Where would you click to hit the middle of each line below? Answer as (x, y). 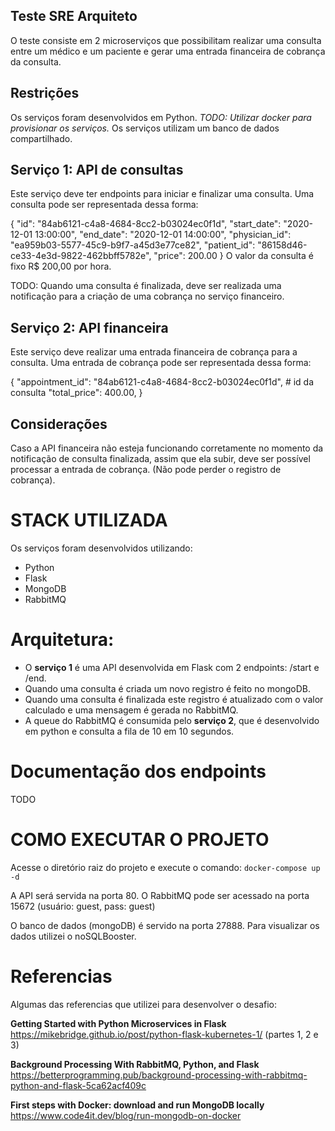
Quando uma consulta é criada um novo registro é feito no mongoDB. (167, 688)
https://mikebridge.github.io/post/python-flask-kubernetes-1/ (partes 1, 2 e (164, 1034)
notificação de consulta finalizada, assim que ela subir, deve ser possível (160, 459)
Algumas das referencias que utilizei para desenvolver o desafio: (144, 1004)
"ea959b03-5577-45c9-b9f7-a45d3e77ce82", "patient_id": (133, 245)
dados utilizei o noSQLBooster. (73, 936)
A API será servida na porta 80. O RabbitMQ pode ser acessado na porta (160, 895)
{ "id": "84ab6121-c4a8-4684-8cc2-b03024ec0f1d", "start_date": (146, 224)
